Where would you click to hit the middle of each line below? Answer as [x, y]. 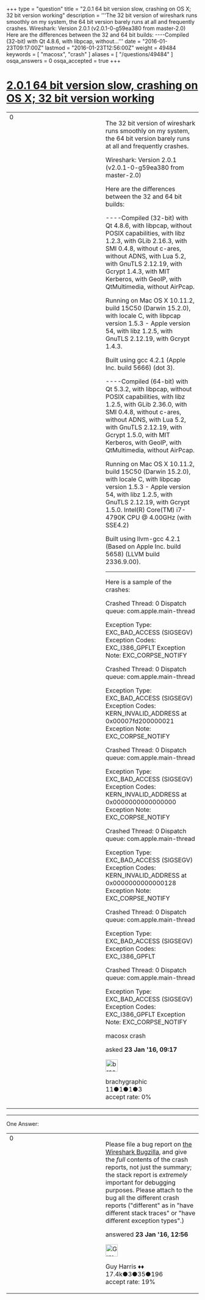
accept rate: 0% [129, 1096]
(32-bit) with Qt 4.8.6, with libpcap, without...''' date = [74, 41]
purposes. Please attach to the [149, 1190]
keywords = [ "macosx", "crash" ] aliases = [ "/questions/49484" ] [90, 54]
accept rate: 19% [131, 1282]
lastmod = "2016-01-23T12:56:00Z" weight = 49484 [110, 48]
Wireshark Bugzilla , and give [146, 1151]
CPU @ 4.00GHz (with [159, 517]
